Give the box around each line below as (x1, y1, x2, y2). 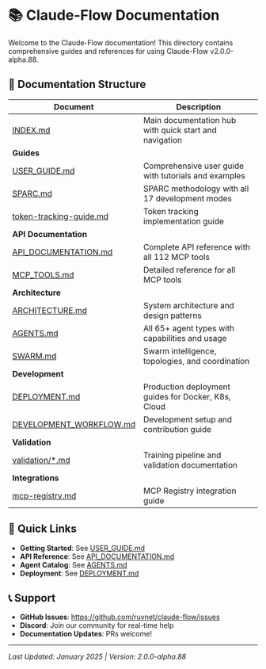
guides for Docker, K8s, (142, 391, 231, 402)
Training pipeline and (142, 449, 222, 461)
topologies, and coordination (142, 355, 250, 366)
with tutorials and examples (142, 170, 245, 181)
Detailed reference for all (142, 264, 236, 275)
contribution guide (142, 423, 212, 434)
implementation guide (142, 216, 224, 227)
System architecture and (142, 300, 235, 311)
